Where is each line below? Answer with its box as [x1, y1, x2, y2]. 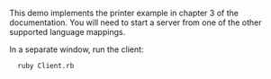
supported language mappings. [9, 27, 126, 37]
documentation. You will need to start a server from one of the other [9, 17, 262, 28]
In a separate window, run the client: [9, 44, 144, 55]
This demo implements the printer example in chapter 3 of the [9, 8, 239, 18]
